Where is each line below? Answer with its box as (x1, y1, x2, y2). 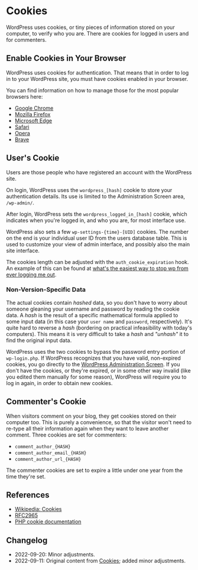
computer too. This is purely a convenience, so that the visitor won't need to (6, 418, 192, 426)
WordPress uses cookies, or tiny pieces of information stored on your (6, 24, 176, 31)
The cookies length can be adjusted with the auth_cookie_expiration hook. (6, 258, 189, 265)
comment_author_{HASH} (14, 444, 71, 450)
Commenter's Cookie (6, 397, 87, 407)
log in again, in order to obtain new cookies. (6, 379, 113, 386)
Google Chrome (14, 105, 54, 112)
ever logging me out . (6, 271, 57, 278)
